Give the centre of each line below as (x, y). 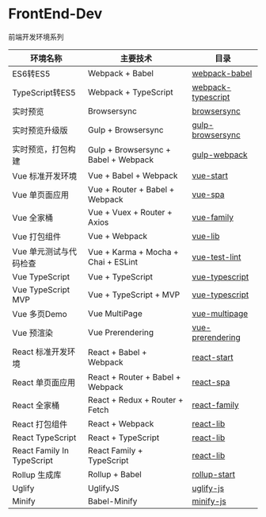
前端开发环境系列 (36, 37)
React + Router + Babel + (135, 376)
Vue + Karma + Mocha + (134, 252)
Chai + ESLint (113, 261)
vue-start (210, 176)
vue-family (213, 217)
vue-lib (206, 236)
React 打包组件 (40, 424)
